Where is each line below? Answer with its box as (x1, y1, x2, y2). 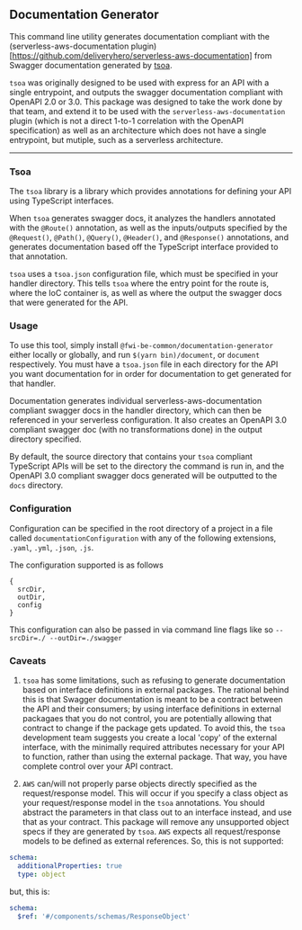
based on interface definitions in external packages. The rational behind (22, 684, 289, 695)
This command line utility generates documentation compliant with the (9, 31, 271, 41)
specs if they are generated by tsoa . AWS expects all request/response (22, 827, 281, 836)
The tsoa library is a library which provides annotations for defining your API (9, 186, 292, 197)
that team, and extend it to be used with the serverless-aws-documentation (9, 105, 286, 116)
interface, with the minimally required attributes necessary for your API (22, 742, 285, 752)
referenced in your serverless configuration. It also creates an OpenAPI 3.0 (9, 415, 288, 425)
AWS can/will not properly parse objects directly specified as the (22, 778, 258, 789)
